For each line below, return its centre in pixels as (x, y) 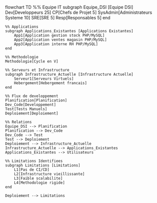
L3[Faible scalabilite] (39, 178)
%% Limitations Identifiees (34, 161)
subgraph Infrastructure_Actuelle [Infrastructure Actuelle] (69, 74)
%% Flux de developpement (32, 96)
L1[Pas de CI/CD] (32, 170)
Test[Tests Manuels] (26, 109)
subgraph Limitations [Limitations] (43, 165)
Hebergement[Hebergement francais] (51, 83)
